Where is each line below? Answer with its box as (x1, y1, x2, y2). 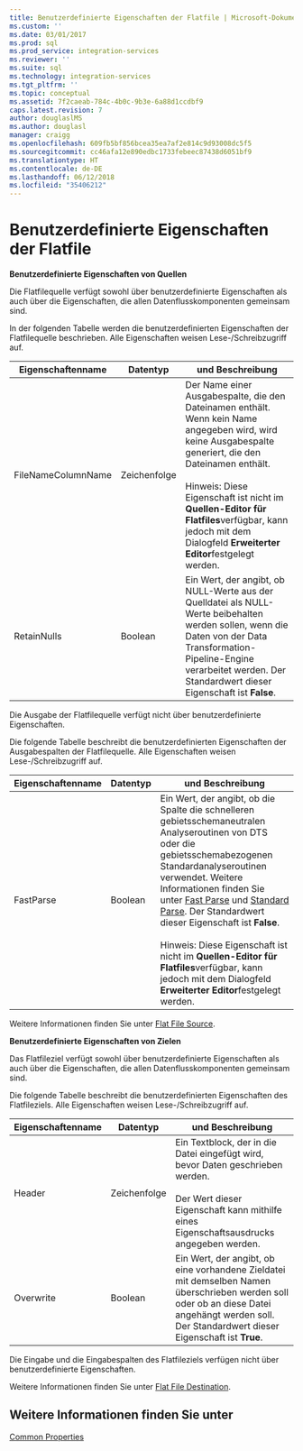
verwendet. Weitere (160, 871, 243, 884)
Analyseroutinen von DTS (160, 826, 268, 839)
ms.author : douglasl (9, 123, 87, 132)
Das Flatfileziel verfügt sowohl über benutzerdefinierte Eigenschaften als (9, 1053, 280, 1064)
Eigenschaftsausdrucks (175, 1226, 275, 1239)
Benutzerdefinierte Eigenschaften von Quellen (9, 269, 188, 280)
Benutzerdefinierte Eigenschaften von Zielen (9, 1036, 182, 1047)
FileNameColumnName (14, 469, 113, 482)
